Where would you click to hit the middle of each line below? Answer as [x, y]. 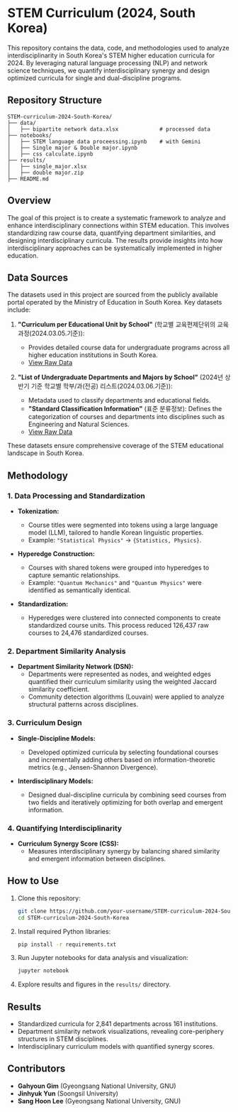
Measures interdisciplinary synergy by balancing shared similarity [124, 851]
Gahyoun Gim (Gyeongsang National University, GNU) [97, 1086]
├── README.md [28, 179]
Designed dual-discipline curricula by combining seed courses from [127, 795]
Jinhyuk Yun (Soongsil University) [68, 1093]
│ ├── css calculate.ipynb [50, 154]
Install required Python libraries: [64, 931]
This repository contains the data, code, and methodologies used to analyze [118, 48]
